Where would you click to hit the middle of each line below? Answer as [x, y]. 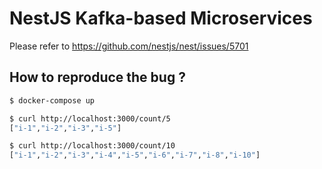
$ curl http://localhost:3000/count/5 [90, 118]
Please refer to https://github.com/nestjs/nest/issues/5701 [129, 46]
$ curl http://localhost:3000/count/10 [92, 146]
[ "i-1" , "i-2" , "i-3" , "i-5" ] [65, 128]
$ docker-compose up [52, 100]
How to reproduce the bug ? [97, 77]
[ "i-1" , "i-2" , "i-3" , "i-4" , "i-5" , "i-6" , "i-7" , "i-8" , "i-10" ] [135, 155]
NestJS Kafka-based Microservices [161, 18]
